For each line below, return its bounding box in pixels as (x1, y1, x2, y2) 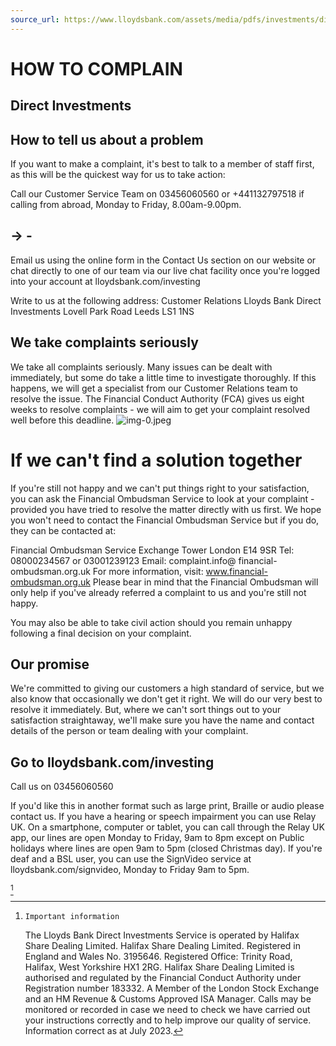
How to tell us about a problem (10, 131, 204, 148)
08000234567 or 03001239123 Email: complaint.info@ (10, 554, 237, 566)
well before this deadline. (10, 414, 115, 426)
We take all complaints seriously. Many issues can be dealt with (10, 361, 273, 373)
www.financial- (205, 565, 269, 577)
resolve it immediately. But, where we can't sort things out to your (10, 704, 282, 716)
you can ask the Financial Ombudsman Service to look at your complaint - (10, 492, 315, 505)
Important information (24, 912, 120, 922)
